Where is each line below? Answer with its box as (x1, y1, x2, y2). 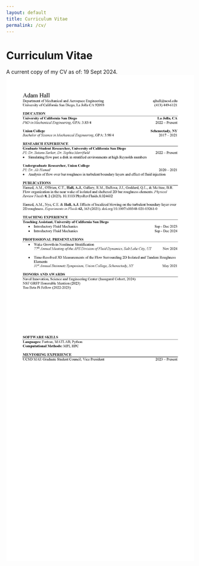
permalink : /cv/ (6, 22, 46, 28)
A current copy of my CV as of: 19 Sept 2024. (6, 69, 118, 76)
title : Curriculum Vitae (6, 16, 68, 22)
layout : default (6, 10, 46, 16)
